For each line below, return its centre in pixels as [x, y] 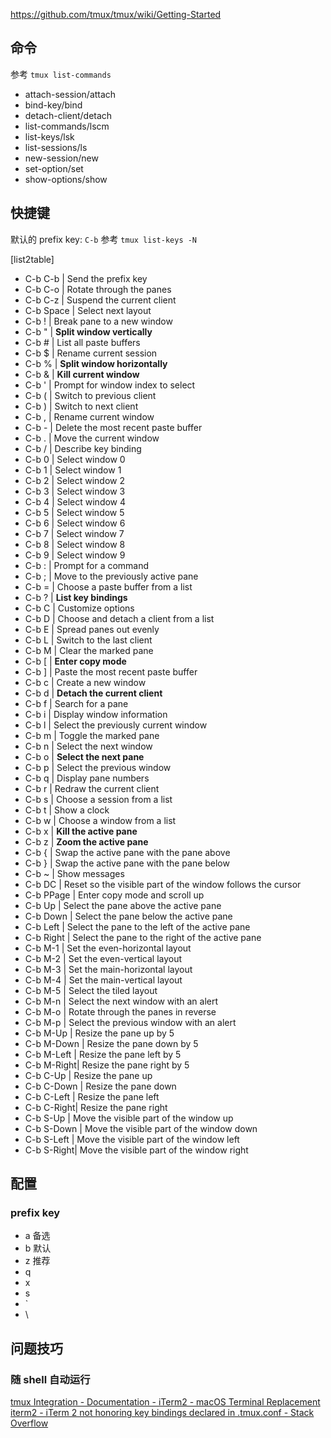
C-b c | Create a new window [85, 682]
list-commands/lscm [67, 126]
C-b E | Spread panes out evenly [92, 629]
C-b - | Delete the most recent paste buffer [113, 427]
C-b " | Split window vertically [88, 331]
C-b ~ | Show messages [74, 873]
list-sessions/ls [56, 147]
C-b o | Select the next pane [84, 756]
